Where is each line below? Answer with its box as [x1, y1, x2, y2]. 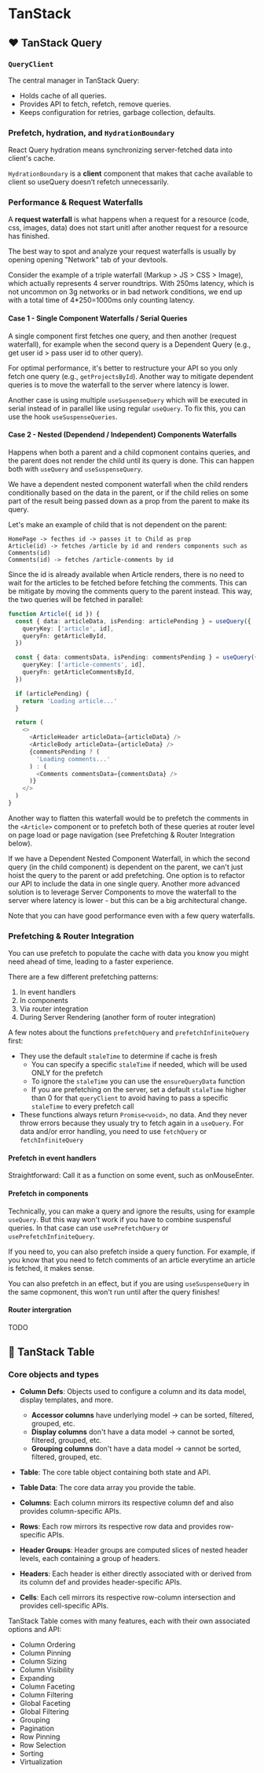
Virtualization [19, 1757, 63, 1767]
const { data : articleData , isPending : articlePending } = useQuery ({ [15, 617, 251, 625]
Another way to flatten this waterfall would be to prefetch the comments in [8, 813, 249, 823]
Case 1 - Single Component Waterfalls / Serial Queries [8, 314, 188, 323]
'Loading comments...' [36, 755, 111, 763]
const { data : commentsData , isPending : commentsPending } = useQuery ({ [15, 653, 258, 662]
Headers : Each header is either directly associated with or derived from [19, 1569, 252, 1578]
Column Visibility [19, 1665, 75, 1674]
